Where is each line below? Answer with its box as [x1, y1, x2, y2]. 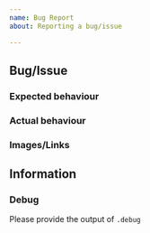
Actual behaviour [9, 114, 87, 126]
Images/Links [9, 138, 70, 151]
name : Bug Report [9, 13, 75, 23]
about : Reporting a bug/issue [9, 22, 123, 31]
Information [9, 166, 77, 182]
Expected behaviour [9, 89, 100, 102]
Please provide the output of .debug [9, 214, 141, 225]
